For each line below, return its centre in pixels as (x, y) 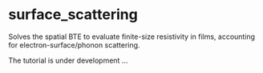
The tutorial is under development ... (68, 60)
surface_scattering (73, 15)
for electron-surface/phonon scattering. (74, 44)
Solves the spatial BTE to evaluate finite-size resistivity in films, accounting (131, 36)
